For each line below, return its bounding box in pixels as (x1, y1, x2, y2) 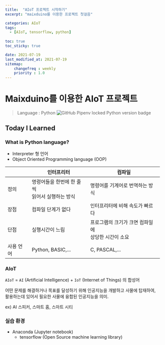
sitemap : (5, 61, 23, 66)
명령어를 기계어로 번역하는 (90, 182, 147, 189)
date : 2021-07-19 (5, 52, 41, 57)
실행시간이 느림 (31, 226, 65, 233)
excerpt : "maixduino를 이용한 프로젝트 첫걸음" (5, 12, 93, 17)
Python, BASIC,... (31, 246, 71, 253)
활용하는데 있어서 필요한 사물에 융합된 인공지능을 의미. (5, 293, 109, 300)
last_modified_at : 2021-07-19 (5, 57, 67, 62)
